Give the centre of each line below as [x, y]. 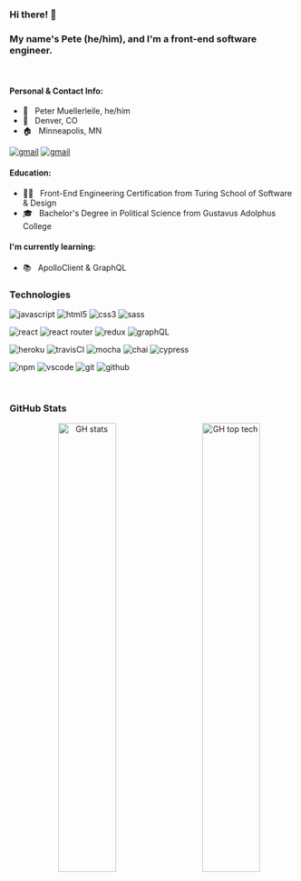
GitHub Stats [38, 408]
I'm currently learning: [53, 247]
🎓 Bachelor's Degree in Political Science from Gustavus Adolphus [149, 213]
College [37, 225]
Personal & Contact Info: [56, 91]
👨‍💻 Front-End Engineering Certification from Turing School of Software [157, 193]
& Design [39, 203]
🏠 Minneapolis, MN [62, 131]
